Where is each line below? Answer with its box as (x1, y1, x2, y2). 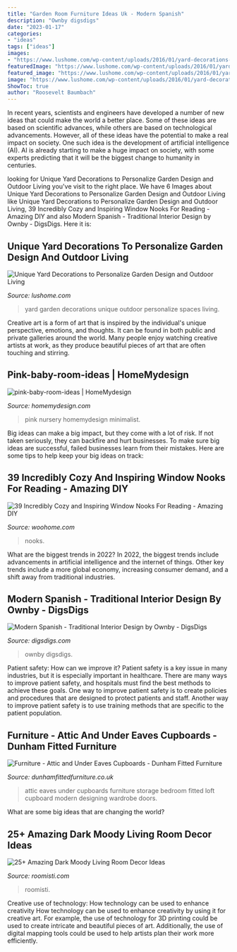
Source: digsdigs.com (7, 636, 71, 645)
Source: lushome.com (7, 291, 71, 299)
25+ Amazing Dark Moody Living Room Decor (7, 828, 212, 840)
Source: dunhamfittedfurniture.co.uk (7, 773, 114, 781)
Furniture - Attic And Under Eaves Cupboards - (7, 729, 217, 742)
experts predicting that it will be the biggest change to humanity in (7, 153, 200, 162)
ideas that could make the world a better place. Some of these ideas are (7, 116, 217, 124)
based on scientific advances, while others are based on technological (7, 124, 213, 132)
